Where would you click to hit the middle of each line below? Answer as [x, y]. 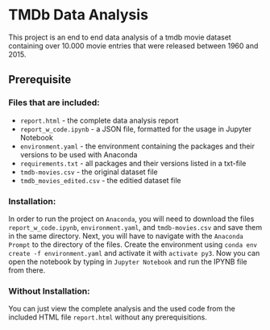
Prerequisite [40, 79]
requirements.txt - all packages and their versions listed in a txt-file [133, 163]
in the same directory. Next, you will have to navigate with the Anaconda [126, 236]
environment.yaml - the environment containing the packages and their [137, 146]
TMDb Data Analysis [79, 15]
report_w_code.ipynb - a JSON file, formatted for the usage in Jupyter [136, 129]
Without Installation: [49, 290]
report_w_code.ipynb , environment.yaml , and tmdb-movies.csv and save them [135, 227]
